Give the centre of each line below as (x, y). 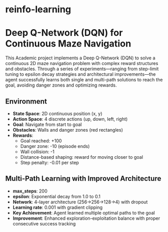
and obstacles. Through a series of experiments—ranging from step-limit (82, 69)
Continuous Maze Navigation (68, 44)
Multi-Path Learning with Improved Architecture (83, 178)
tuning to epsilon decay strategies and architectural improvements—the (80, 74)
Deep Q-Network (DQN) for (64, 33)
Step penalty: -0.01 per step (50, 162)
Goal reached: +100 (41, 141)
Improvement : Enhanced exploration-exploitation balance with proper (86, 218)
